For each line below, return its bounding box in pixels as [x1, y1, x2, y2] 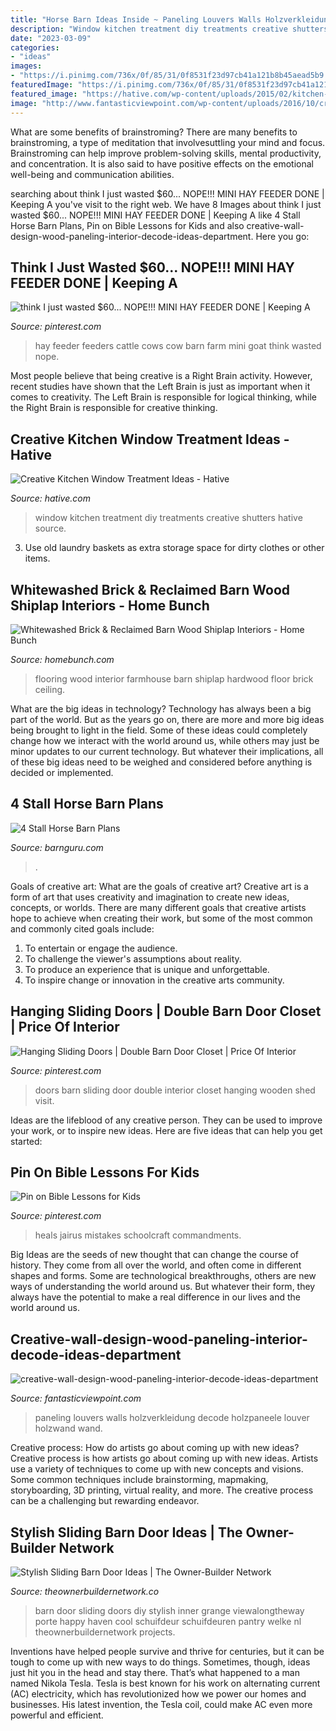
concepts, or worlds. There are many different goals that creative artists [10, 901, 307, 913]
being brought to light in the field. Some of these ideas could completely [10, 724, 308, 736]
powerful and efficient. [10, 1709, 104, 1721]
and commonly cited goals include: [10, 922, 155, 935]
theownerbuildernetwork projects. [34, 1626, 176, 1638]
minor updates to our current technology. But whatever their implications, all [10, 745, 324, 757]
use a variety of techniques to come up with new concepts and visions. [10, 1463, 304, 1475]
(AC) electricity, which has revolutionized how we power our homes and [10, 1688, 307, 1700]
